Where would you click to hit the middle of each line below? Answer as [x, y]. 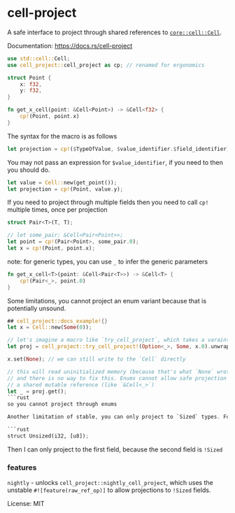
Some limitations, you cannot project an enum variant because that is [107, 301]
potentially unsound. [37, 308]
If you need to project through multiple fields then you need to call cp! [108, 202]
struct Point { [29, 78]
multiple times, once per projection [57, 210]
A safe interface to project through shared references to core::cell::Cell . [115, 32]
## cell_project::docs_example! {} [58, 321]
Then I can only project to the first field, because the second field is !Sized [115, 449]
